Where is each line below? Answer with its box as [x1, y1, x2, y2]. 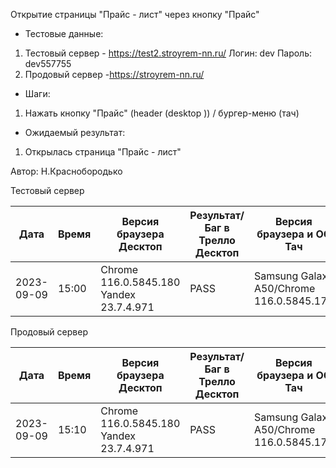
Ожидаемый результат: [24, 127, 126, 138]
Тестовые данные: [24, 28, 104, 39]
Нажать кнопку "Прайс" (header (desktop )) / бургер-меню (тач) [24, 107, 300, 119]
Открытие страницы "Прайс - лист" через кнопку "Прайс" [10, 9, 260, 20]
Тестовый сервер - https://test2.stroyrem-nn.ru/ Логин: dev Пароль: [24, 47, 313, 59]
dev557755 [24, 58, 72, 69]
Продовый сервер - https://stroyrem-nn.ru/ [24, 69, 205, 80]
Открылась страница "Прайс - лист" [24, 146, 182, 158]
